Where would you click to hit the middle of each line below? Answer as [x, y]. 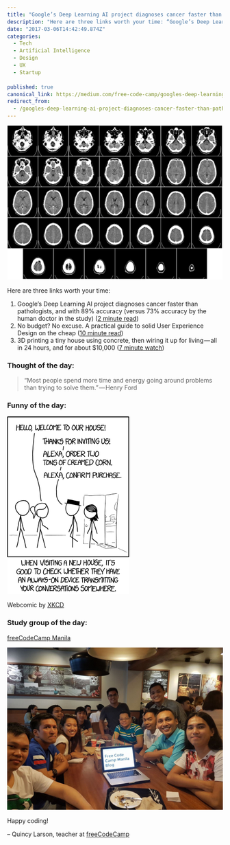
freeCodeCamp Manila [39, 638]
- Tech [23, 44]
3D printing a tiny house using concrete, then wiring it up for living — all [117, 340]
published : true [30, 87]
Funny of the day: [37, 405]
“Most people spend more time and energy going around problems [118, 381]
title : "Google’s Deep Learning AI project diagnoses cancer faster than [115, 14]
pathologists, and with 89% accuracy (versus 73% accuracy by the [112, 311]
